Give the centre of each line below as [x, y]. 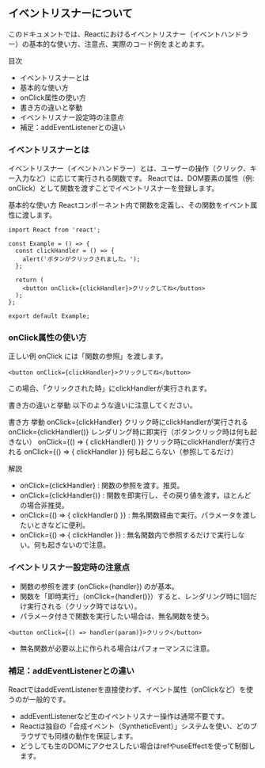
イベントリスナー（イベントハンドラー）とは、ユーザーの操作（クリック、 [129, 169]
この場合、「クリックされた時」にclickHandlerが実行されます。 [110, 388]
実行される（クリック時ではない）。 [84, 606]
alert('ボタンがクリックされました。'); [81, 259]
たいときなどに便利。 [54, 525]
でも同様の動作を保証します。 [89, 736]
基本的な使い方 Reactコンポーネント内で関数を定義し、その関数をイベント [129, 205]
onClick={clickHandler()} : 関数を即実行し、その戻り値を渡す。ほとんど [135, 495]
